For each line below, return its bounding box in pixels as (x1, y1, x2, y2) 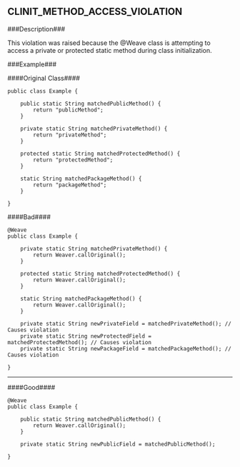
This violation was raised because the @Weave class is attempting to (7, 39, 211, 47)
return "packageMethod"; (33, 181, 107, 189)
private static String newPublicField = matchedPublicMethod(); (20, 441, 216, 448)
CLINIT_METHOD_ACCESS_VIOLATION (7, 6, 183, 18)
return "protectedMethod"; (33, 156, 114, 164)
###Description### (7, 24, 66, 33)
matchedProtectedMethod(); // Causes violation (7, 338, 152, 346)
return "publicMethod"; (33, 106, 104, 114)
